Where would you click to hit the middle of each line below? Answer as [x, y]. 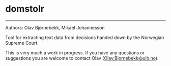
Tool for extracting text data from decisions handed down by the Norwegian [85, 37]
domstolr [25, 9]
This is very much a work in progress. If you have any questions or [75, 53]
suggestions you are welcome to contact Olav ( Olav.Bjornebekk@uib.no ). [82, 58]
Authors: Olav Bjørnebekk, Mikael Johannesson [55, 27]
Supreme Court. [22, 43]
